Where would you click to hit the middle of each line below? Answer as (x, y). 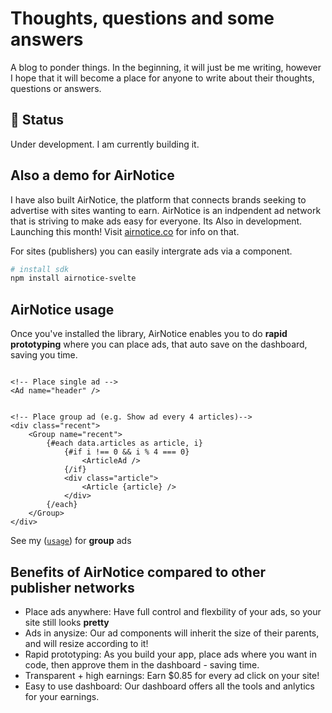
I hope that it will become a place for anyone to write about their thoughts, (162, 78)
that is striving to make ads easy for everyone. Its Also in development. (156, 221)
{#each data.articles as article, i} (124, 443)
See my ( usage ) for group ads (71, 541)
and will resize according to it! (86, 643)
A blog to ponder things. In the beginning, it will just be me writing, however (166, 67)
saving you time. (44, 355)
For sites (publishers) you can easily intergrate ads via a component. (151, 251)
